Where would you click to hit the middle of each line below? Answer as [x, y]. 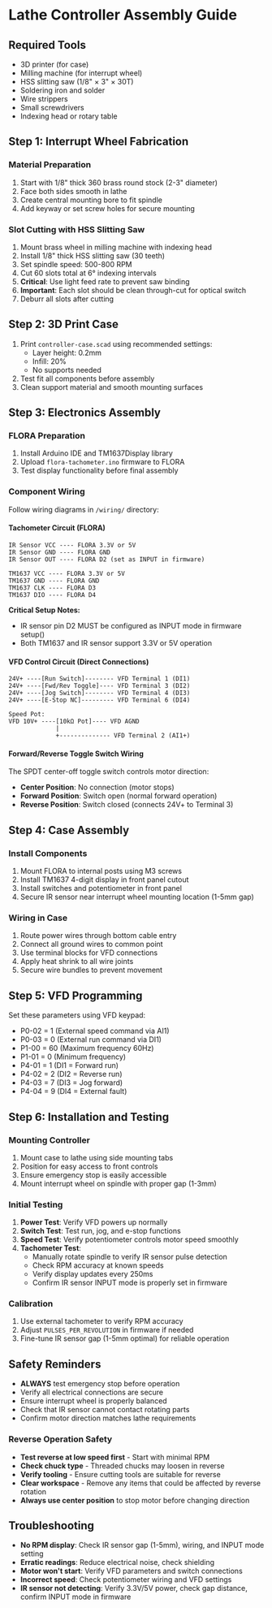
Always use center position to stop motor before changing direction [135, 1500]
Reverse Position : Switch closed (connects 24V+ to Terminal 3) [127, 805]
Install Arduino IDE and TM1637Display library [96, 453]
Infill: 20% [50, 361]
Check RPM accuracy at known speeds [98, 1265]
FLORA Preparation [47, 436]
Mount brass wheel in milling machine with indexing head [116, 247]
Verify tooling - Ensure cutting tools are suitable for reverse [120, 1474]
